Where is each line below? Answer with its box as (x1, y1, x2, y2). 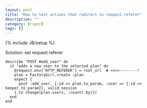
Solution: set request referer (5, 50, 63, 56)
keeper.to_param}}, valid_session (5, 86, 77, 91)
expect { (14, 77, 32, 82)
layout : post (5, 7, 32, 13)
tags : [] (5, 26, 23, 31)
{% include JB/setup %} (5, 40, 55, 46)
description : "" (5, 17, 39, 22)
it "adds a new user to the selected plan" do (9, 64, 108, 69)
